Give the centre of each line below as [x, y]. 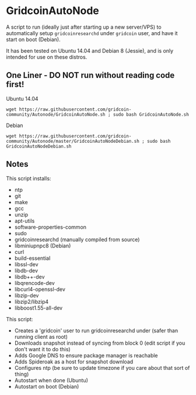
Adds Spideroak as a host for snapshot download [74, 362]
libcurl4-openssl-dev [40, 289]
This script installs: [29, 178]
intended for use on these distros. [47, 57]
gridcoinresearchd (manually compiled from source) [77, 239]
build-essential [32, 258]
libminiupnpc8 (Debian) [43, 245]
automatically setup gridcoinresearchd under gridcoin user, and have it [92, 33]
